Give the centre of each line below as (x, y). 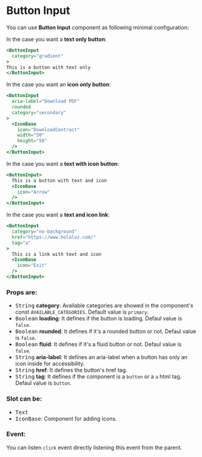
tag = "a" (22, 243)
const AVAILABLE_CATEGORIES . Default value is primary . (82, 312)
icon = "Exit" (32, 266)
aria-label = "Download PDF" (46, 101)
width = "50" (31, 135)
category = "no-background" (45, 232)
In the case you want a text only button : (57, 39)
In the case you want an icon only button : (59, 84)
